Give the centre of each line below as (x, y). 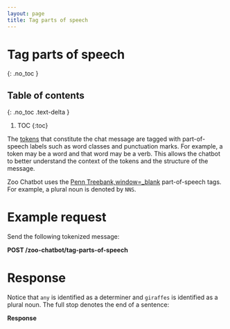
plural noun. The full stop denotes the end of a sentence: (88, 305)
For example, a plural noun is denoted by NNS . (72, 189)
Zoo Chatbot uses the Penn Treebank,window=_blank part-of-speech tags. (114, 182)
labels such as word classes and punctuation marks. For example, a (126, 146)
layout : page (26, 14)
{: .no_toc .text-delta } (38, 112)
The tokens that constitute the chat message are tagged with (94, 139)
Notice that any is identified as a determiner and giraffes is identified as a (113, 297)
